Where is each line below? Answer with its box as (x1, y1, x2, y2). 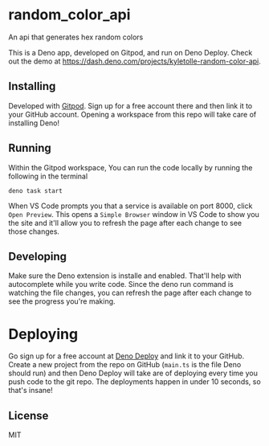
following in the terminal (8, 171, 88, 181)
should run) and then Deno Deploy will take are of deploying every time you (8, 368, 259, 378)
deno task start (8, 186, 63, 194)
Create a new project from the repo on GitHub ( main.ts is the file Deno (8, 360, 242, 370)
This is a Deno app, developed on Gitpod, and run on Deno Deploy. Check (8, 47, 253, 57)
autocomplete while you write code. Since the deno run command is (8, 280, 234, 289)
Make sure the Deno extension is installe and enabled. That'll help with (8, 271, 243, 280)
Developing (8, 249, 67, 263)
